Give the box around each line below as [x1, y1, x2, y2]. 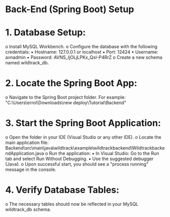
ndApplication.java [5, 151, 44, 156]
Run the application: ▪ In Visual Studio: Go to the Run [49, 151, 159, 156]
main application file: [5, 139, 49, 146]
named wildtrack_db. [5, 60, 49, 66]
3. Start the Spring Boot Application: [5, 118, 161, 129]
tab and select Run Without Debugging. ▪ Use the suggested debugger [5, 156, 154, 162]
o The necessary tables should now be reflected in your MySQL [5, 201, 139, 207]
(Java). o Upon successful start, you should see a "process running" [5, 161, 149, 167]
